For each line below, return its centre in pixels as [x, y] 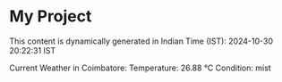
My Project [51, 16]
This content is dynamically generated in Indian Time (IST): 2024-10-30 [141, 41]
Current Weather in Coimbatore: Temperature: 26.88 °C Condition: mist [140, 68]
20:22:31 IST [33, 50]
